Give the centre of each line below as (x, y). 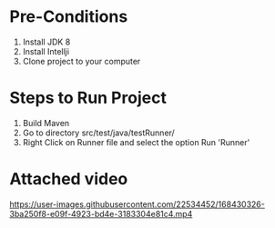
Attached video (69, 179)
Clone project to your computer (81, 61)
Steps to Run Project (88, 98)
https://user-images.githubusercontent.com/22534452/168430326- (137, 204)
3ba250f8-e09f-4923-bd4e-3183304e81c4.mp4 (101, 213)
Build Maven (46, 123)
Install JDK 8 (46, 42)
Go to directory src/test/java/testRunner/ (98, 133)
